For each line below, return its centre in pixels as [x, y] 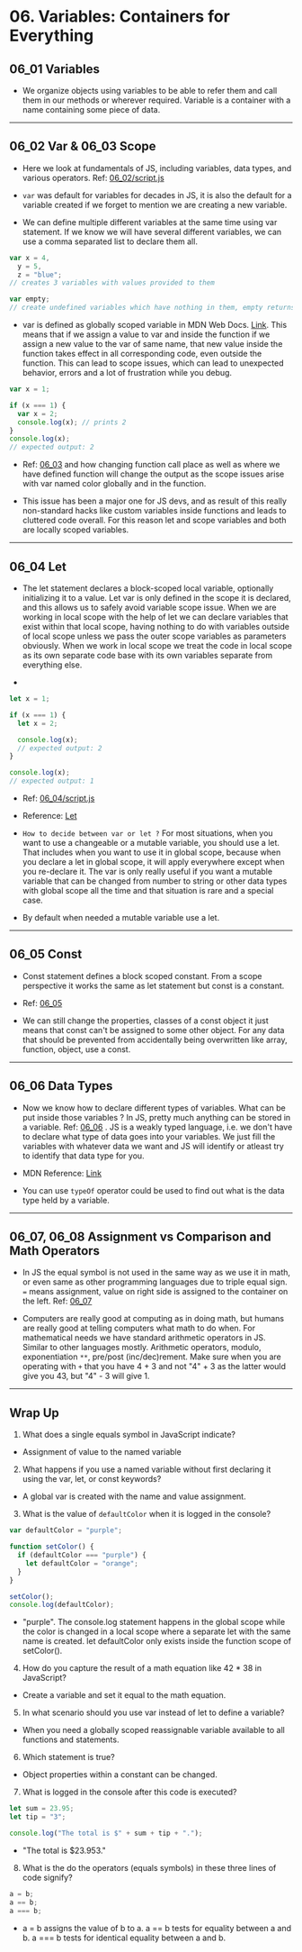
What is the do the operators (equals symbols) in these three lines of [149, 1867]
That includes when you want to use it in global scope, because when [151, 852]
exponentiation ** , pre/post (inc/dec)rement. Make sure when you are [151, 1357]
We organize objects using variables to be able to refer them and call [150, 91]
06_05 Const [46, 954]
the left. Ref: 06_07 [57, 1301]
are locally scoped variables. [75, 530]
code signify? [48, 1877]
